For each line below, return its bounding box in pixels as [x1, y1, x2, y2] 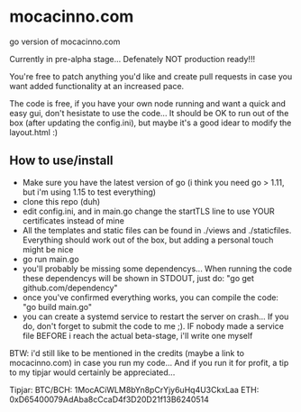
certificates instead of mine [22, 215, 124, 226]
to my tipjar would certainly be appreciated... [9, 367, 176, 378]
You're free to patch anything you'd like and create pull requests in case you [9, 70, 293, 82]
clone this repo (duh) [22, 196, 101, 206]
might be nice [22, 243, 74, 254]
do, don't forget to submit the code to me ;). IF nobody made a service [22, 320, 284, 331]
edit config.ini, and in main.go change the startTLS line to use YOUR [22, 206, 275, 216]
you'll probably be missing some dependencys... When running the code [22, 263, 293, 274]
